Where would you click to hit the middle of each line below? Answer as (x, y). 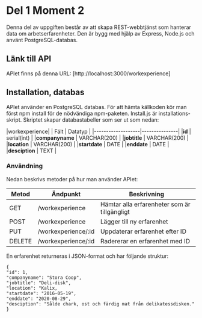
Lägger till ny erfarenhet (134, 222)
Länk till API (29, 59)
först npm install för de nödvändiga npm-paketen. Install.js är (82, 113)
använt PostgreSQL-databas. (42, 40)
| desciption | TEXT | (32, 151)
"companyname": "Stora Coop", (44, 278)
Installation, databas (45, 92)
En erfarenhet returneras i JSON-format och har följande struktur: (87, 256)
